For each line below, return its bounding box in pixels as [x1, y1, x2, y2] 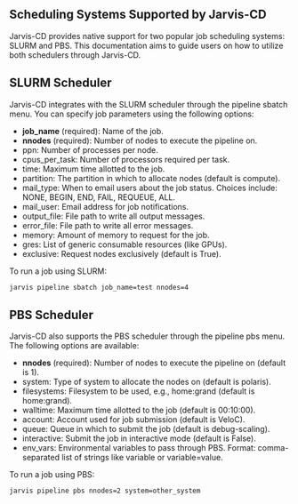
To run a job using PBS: [9, 469, 95, 480]
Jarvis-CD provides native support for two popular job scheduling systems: [9, 30, 286, 41]
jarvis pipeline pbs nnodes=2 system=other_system [9, 486, 201, 496]
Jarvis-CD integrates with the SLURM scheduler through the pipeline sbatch [9, 99, 288, 109]
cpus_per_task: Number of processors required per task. [21, 154, 230, 164]
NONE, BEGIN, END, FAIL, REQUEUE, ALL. [21, 191, 176, 203]
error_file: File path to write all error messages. [21, 220, 194, 230]
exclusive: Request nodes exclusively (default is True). [21, 248, 221, 259]
